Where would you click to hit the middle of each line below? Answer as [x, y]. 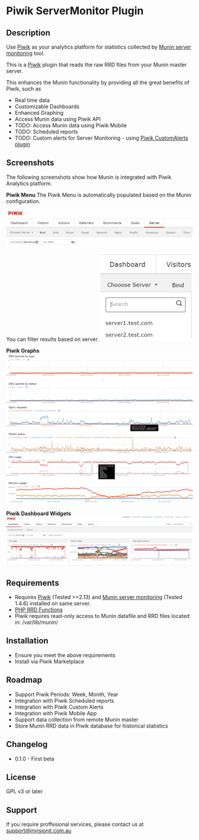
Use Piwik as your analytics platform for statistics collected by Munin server [99, 47]
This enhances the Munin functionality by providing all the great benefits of [98, 82]
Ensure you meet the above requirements [65, 655]
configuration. [23, 201]
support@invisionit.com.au [39, 831]
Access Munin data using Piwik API [58, 119]
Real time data [32, 100]
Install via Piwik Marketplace [49, 661]
